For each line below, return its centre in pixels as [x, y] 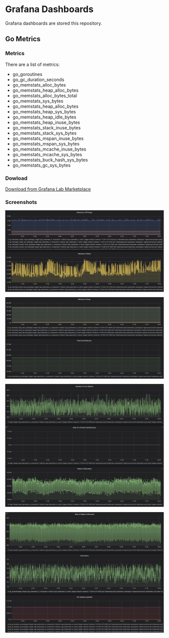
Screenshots [21, 202]
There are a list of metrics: [32, 64]
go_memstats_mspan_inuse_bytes [48, 138]
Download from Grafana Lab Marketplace [48, 189]
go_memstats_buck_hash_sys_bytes [50, 160]
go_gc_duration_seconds [38, 80]
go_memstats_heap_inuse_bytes [46, 122]
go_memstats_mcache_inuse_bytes [49, 149]
